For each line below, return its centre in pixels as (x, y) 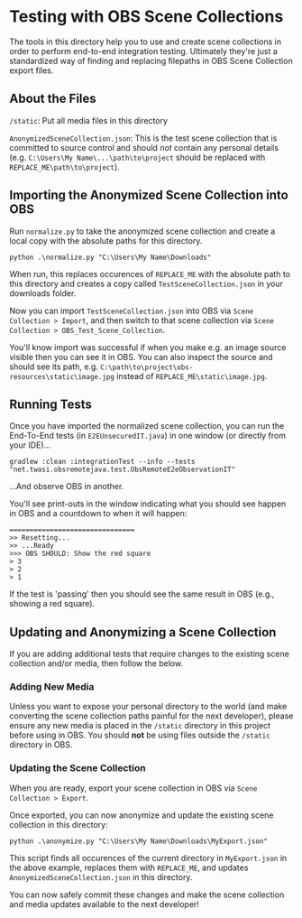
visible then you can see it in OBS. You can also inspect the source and (141, 357)
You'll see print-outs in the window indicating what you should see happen (148, 504)
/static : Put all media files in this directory (89, 120)
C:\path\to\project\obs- (147, 367)
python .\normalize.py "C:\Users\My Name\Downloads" (110, 257)
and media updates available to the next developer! (105, 904)
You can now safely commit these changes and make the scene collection (147, 895)
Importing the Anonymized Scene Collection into (149, 195)
